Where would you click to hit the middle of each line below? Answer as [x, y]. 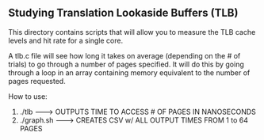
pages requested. [37, 81]
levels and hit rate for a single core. [66, 40]
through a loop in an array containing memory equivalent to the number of [129, 72]
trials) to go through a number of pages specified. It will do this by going [126, 64]
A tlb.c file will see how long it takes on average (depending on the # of [124, 55]
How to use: [28, 96]
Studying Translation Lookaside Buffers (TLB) [123, 13]
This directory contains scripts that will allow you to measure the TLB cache [132, 32]
